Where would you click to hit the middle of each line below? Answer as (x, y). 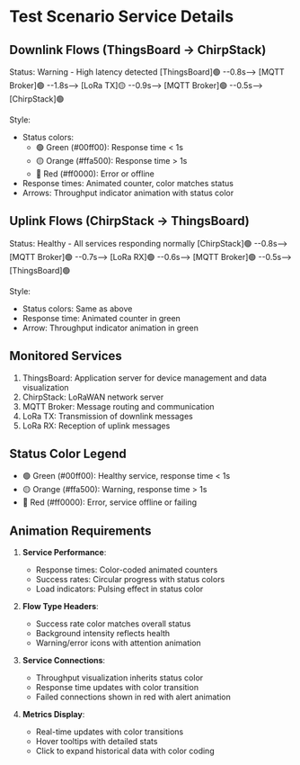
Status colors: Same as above (77, 309)
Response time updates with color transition (117, 688)
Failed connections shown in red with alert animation (133, 697)
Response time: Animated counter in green (101, 318)
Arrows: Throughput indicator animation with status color (128, 193)
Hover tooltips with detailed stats (97, 742)
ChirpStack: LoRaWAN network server (93, 397)
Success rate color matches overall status (113, 624)
